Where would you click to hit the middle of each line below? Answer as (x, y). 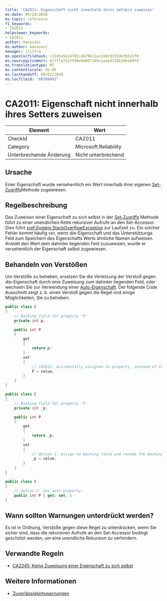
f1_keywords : (19, 24)
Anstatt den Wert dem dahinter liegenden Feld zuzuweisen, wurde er (76, 244)
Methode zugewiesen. (44, 190)
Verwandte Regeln (34, 553)
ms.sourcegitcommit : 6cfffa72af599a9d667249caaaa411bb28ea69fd (72, 61)
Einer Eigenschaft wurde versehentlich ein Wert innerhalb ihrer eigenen (78, 184)
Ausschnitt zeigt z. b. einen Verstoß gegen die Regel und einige (70, 293)
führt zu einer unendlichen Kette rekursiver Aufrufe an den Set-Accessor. (80, 222)
